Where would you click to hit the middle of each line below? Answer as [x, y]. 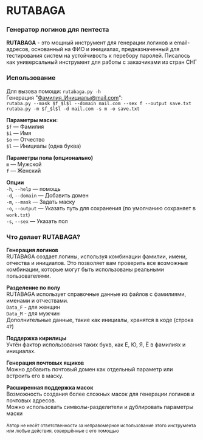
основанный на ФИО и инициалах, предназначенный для [105, 49]
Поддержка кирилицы [36, 339]
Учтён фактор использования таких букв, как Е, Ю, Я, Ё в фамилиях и [96, 345]
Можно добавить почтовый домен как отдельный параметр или [90, 370]
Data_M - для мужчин [33, 314]
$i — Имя [19, 133]
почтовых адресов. [31, 400]
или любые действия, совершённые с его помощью [63, 431]
